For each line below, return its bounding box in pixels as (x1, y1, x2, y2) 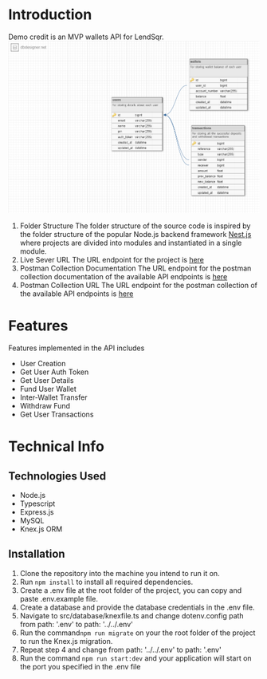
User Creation (19, 359, 66, 369)
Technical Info (8, 437, 105, 456)
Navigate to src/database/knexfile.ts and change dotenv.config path (19, 610, 245, 620)
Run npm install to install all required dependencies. (19, 577, 194, 586)
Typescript (19, 499, 56, 508)
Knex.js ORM (19, 524, 63, 534)
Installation (8, 547, 65, 561)
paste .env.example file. (19, 594, 98, 603)
